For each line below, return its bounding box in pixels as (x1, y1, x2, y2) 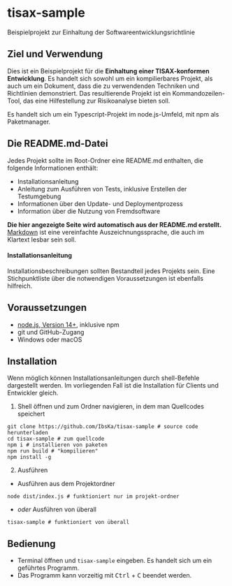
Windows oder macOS (17, 335, 82, 344)
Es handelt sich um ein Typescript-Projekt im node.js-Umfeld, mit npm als (7, 110, 219, 118)
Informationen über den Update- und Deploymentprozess (17, 199, 184, 207)
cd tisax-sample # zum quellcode (7, 435, 105, 443)
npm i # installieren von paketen (7, 441, 108, 448)
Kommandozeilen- (172, 89, 225, 97)
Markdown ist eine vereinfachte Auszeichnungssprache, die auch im (7, 228, 205, 236)
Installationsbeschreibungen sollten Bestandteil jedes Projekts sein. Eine (7, 267, 215, 275)
